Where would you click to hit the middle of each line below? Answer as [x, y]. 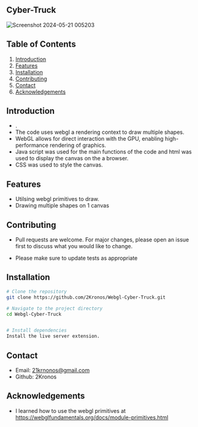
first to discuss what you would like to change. [74, 246]
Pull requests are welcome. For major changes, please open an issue [102, 240]
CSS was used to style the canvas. [59, 165]
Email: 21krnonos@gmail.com [52, 370]
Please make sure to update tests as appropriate [76, 258]
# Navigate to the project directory [55, 308]
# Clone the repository [37, 291]
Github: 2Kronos [36, 377]
